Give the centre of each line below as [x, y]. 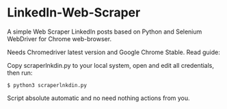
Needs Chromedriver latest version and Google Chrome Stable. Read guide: [113, 52]
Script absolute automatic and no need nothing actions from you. [98, 98]
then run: [20, 73]
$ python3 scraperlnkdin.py [47, 85]
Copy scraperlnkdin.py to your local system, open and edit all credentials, [110, 65]
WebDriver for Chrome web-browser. [59, 38]
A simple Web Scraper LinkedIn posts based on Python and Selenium [105, 32]
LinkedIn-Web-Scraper [74, 13]
